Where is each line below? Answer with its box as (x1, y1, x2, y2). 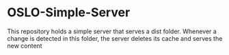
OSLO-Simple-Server (7, 5, 131, 20)
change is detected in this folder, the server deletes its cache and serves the (7, 34, 223, 42)
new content (7, 41, 42, 50)
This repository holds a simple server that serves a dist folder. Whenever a (7, 27, 217, 35)
